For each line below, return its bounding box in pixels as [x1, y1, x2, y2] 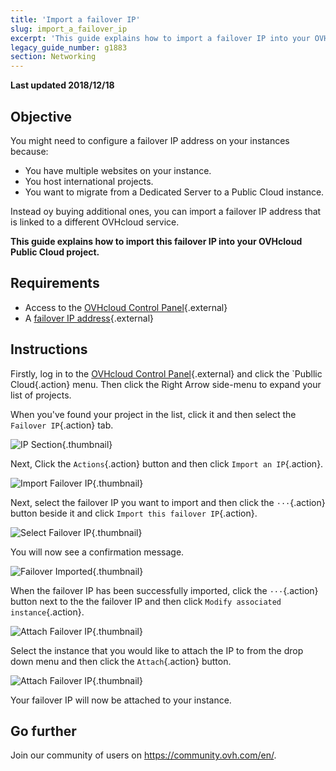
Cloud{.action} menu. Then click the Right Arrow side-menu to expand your [10, 378, 322, 390]
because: [10, 145, 49, 157]
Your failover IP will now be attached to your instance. [10, 694, 232, 706]
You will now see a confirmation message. [10, 546, 185, 558]
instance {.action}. [10, 606, 85, 618]
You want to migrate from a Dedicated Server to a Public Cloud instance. [24, 186, 325, 198]
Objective [10, 108, 73, 125]
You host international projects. [24, 175, 154, 187]
